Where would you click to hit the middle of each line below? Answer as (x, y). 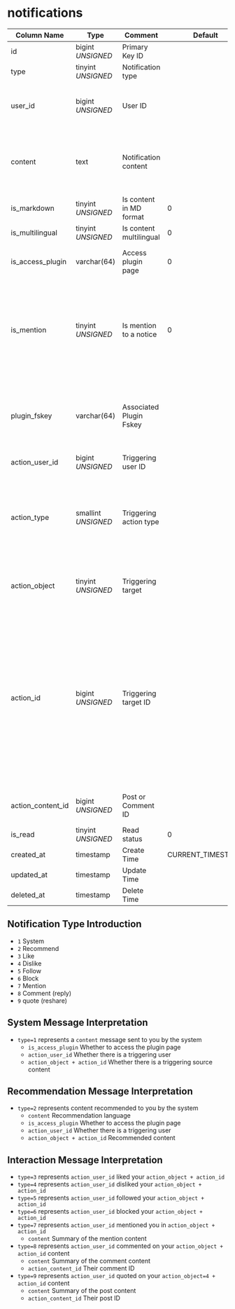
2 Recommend (38, 948)
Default (206, 35)
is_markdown (33, 208)
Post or (134, 797)
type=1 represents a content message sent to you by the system (109, 1039)
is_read (23, 834)
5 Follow (29, 971)
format (133, 217)
